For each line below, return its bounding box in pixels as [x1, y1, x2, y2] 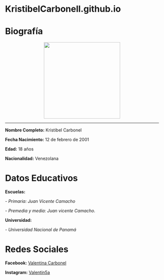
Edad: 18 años [5, 146, 34, 152]
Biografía [5, 26, 43, 37]
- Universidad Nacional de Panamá [5, 227, 77, 233]
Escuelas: [5, 189, 26, 195]
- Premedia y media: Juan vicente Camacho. [5, 208, 96, 214]
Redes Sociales [5, 244, 69, 255]
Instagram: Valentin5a [5, 270, 50, 275]
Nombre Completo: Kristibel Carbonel [5, 127, 82, 133]
